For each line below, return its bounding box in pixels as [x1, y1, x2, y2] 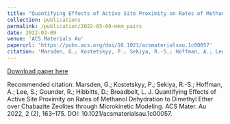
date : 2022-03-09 [7, 29, 57, 36]
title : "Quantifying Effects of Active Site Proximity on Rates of [7, 10, 204, 17]
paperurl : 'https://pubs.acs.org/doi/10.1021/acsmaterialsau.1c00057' [7, 42, 213, 49]
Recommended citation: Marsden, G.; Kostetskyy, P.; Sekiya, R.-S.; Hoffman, [7, 80, 222, 88]
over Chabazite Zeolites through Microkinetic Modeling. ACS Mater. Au [7, 102, 207, 110]
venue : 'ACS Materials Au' [7, 36, 84, 42]
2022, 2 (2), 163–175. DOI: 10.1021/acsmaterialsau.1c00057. [7, 109, 172, 117]
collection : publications [7, 16, 81, 23]
